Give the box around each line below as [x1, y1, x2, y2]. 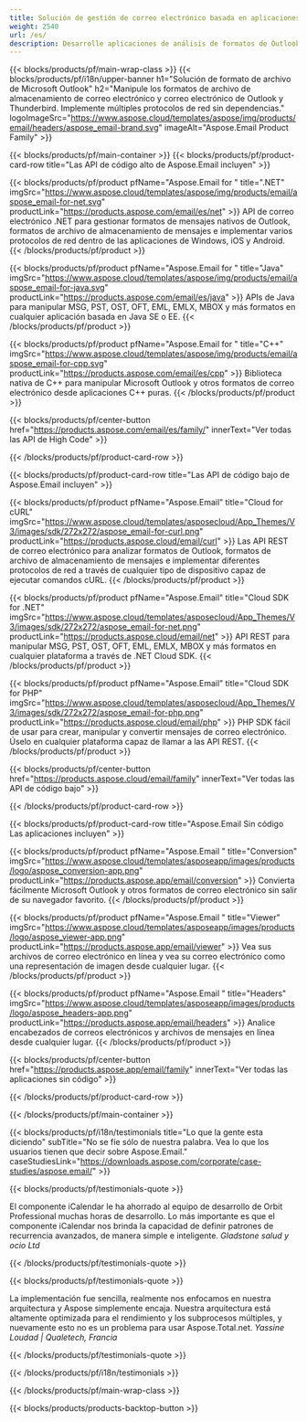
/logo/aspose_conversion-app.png [9, 865, 140, 876]
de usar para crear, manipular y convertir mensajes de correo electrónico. [9, 727, 288, 738]
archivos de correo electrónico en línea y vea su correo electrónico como [9, 951, 286, 962]
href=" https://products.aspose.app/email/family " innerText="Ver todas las [9, 1064, 289, 1075]
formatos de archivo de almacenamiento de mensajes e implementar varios [9, 226, 293, 237]
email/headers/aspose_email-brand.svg [9, 122, 159, 133]
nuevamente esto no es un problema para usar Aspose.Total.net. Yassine [9, 1322, 285, 1333]
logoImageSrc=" [9, 112, 71, 123]
